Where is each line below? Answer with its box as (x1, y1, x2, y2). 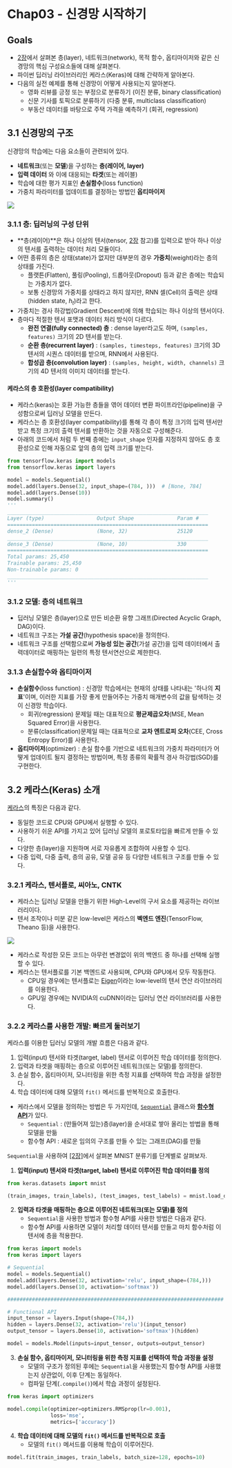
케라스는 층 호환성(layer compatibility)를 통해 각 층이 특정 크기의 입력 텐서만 (17, 418, 223, 427)
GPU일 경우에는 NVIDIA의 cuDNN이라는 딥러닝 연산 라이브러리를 (27, 994, 204, 1002)
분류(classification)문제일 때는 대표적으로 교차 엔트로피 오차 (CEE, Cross (27, 727, 223, 736)
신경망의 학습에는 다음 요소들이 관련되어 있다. (7, 146, 129, 155)
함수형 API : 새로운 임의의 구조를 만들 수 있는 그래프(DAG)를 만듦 (27, 1137, 202, 1145)
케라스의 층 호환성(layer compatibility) (7, 384, 115, 392)
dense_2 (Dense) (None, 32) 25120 (7, 527, 193, 535)
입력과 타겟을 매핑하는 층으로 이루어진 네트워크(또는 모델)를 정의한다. (17, 1061, 203, 1070)
